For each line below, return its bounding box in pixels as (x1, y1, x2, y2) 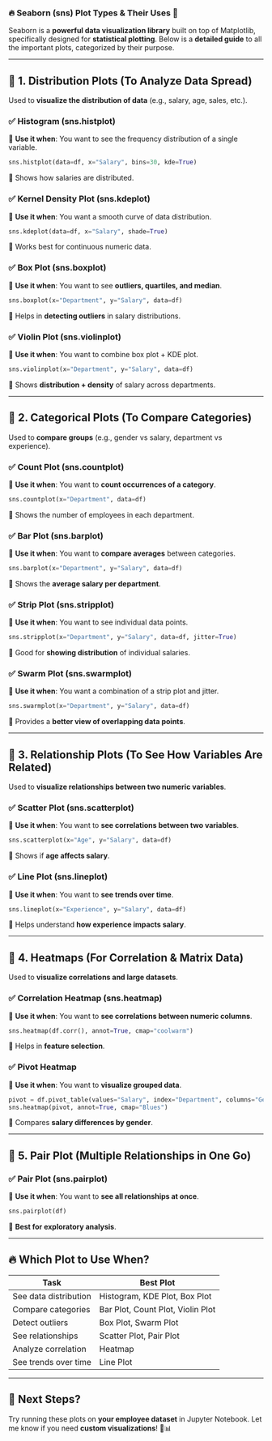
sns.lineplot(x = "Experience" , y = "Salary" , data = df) (8, 905, 186, 914)
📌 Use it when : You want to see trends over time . (8, 889, 174, 899)
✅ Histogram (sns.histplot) (8, 116, 116, 127)
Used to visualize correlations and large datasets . (8, 972, 178, 983)
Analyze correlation (12, 1343, 87, 1354)
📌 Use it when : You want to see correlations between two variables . (8, 821, 240, 830)
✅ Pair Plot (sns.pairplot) (8, 1173, 108, 1184)
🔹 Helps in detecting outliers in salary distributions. (8, 311, 181, 321)
